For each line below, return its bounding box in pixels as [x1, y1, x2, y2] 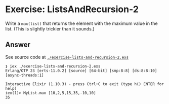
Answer [5, 41, 31, 49]
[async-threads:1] [5, 73, 44, 78]
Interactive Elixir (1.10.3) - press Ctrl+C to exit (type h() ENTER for [5, 81, 164, 87]
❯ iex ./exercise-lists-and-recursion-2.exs [5, 63, 101, 69]
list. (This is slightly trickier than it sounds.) [5, 25, 95, 31]
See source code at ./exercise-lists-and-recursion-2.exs [5, 54, 129, 60]
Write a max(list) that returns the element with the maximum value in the [5, 20, 158, 26]
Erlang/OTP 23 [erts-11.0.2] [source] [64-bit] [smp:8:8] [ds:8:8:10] [5, 68, 157, 73]
